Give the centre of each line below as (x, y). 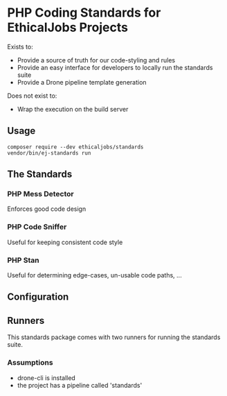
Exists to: (20, 46)
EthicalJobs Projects (67, 27)
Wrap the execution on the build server (73, 109)
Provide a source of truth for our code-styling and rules (96, 60)
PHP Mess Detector (40, 194)
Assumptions (30, 363)
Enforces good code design (47, 209)
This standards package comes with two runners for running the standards (114, 337)
